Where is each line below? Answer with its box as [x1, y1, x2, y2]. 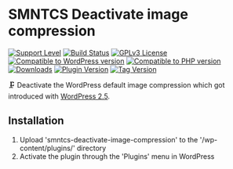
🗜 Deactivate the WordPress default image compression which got [8, 80, 225, 89]
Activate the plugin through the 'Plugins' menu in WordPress [19, 151, 215, 161]
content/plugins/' [19, 143, 76, 153]
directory [77, 143, 107, 153]
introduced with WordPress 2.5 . [8, 92, 111, 101]
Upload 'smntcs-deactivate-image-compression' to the [19, 135, 198, 144]
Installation [8, 114, 64, 128]
